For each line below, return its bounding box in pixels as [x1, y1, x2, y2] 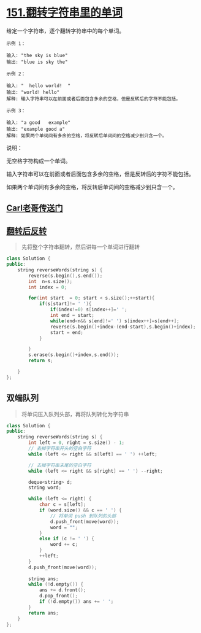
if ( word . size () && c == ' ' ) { [39, 507, 122, 513]
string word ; [28, 484, 62, 491]
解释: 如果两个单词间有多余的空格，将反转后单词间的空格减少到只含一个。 [6, 133, 167, 139]
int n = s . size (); [28, 278, 72, 284]
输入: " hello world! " [6, 82, 70, 89]
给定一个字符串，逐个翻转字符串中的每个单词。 [6, 27, 124, 34]
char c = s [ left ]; [39, 502, 86, 508]
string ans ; [28, 575, 59, 582]
